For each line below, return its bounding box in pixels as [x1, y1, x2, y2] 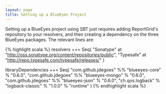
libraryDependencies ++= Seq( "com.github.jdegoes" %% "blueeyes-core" [5, 66, 161, 73]
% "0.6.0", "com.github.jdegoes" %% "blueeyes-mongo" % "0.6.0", [5, 72, 145, 78]
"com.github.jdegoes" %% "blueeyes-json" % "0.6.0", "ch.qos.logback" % [5, 77, 160, 83]
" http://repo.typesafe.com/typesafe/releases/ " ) [5, 57, 105, 63]
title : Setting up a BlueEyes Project [5, 12, 87, 17]
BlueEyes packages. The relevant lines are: [5, 36, 95, 43]
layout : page [5, 7, 33, 13]
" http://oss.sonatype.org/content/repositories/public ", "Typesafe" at [5, 51, 147, 58]
